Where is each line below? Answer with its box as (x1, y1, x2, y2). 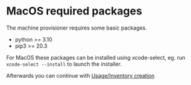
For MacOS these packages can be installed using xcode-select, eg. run (6, 54, 186, 61)
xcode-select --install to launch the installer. (6, 60, 122, 68)
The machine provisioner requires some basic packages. (6, 24, 148, 31)
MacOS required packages (6, 4, 143, 18)
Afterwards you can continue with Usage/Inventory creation (6, 72, 155, 79)
